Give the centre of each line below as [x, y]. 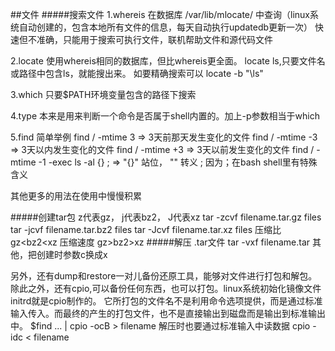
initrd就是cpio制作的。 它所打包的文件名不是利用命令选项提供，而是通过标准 [166, 301]
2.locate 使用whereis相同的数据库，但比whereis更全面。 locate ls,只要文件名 [168, 61]
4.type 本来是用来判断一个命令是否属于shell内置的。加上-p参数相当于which [165, 116]
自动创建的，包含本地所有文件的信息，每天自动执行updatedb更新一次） [165, 27]
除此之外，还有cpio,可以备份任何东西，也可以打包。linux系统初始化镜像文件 [166, 288]
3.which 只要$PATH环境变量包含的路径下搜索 [103, 94]
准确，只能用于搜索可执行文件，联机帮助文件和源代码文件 [154, 39]
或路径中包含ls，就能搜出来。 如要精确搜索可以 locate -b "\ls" [137, 73]
